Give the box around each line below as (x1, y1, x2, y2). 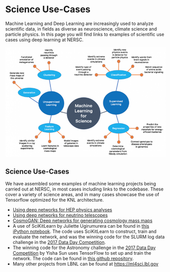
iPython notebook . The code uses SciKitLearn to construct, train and (12, 228, 157, 235)
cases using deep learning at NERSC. (5, 37, 84, 43)
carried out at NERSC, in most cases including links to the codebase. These (5, 186, 164, 192)
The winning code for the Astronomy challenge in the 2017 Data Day (12, 244, 156, 251)
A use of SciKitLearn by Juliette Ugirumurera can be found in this (12, 223, 149, 229)
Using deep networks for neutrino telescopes (12, 212, 108, 219)
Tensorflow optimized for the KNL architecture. (5, 197, 104, 203)
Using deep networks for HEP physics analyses (12, 207, 112, 213)
